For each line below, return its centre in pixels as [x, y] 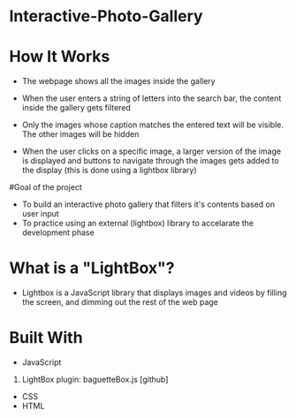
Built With [46, 338]
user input [40, 214]
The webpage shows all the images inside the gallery [118, 81]
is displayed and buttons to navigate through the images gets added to [151, 161]
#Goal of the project [46, 187]
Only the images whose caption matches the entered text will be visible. [153, 125]
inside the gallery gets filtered [76, 108]
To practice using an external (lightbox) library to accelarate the [138, 224]
